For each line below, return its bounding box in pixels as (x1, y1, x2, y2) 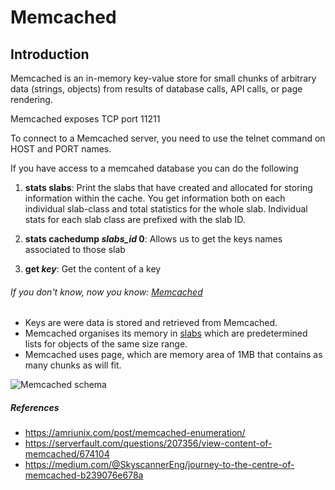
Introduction (10, 46, 90, 63)
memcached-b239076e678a (24, 469, 144, 481)
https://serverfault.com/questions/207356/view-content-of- (24, 437, 273, 450)
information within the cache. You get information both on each (24, 192, 286, 204)
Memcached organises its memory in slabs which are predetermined (24, 327, 308, 340)
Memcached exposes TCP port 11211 (10, 113, 161, 125)
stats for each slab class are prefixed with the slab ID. (24, 214, 246, 225)
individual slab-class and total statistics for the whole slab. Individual (24, 203, 308, 215)
